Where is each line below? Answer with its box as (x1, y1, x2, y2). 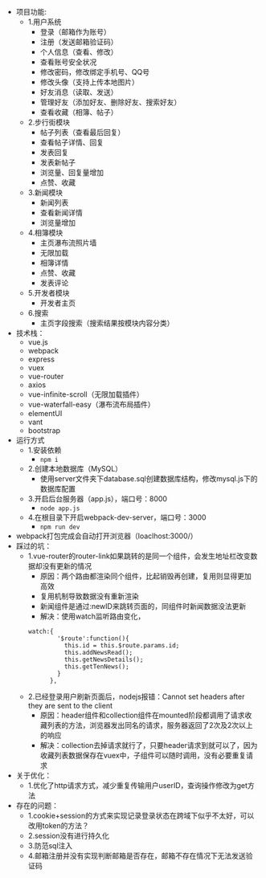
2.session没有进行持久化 (27, 831, 110, 840)
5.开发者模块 (27, 288, 70, 297)
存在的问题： (15, 801, 59, 810)
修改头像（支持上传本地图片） (39, 77, 139, 87)
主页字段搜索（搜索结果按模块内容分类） (39, 318, 174, 328)
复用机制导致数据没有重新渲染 (39, 591, 139, 601)
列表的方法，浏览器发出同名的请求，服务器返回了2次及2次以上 (47, 721, 253, 729)
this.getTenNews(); (63, 663, 130, 671)
